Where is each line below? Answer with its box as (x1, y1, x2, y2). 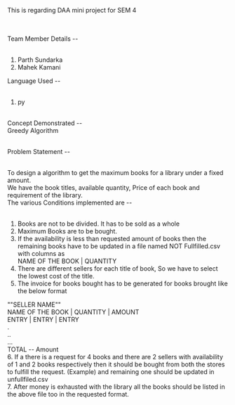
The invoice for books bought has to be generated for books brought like (17, 279, 228, 288)
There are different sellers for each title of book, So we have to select (17, 264, 219, 273)
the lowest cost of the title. (17, 272, 95, 280)
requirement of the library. (7, 191, 83, 199)
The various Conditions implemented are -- (7, 198, 133, 207)
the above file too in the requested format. (7, 390, 130, 398)
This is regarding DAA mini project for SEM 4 (7, 6, 137, 14)
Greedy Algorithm (7, 127, 59, 134)
